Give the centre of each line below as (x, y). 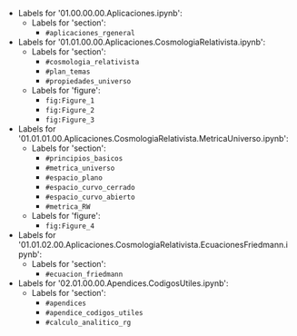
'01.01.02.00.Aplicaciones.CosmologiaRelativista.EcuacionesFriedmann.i (153, 245)
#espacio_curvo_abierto (90, 197)
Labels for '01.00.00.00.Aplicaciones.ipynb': (100, 13)
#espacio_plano (74, 178)
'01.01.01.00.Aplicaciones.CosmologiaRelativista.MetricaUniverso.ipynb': (153, 138)
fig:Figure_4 (70, 226)
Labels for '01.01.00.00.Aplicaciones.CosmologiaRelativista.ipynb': (142, 42)
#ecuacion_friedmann (84, 274)
